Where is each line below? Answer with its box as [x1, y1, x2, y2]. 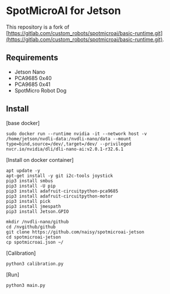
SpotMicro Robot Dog [14, 87, 67, 94]
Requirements [6, 53, 58, 63]
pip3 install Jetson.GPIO [6, 209, 69, 215]
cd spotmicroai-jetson [6, 234, 61, 240]
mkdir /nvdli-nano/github [6, 219, 69, 224]
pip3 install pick [6, 198, 51, 204]
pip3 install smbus [6, 178, 54, 184]
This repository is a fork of [6, 23, 70, 30]
